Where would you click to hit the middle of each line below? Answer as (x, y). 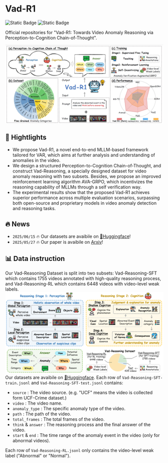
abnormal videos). (31, 441)
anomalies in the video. (36, 160)
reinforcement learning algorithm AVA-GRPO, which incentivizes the (82, 181)
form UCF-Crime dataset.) (39, 398)
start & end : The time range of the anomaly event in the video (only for (86, 435)
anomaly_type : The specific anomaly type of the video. (69, 409)
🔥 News (18, 224)
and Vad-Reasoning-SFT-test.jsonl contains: (77, 383)
